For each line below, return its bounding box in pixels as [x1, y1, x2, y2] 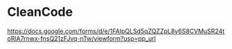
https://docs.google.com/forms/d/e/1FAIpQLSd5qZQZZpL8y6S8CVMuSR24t [7, 27, 225, 35]
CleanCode [7, 4, 73, 20]
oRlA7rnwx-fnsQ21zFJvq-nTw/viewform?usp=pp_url [7, 34, 156, 42]
